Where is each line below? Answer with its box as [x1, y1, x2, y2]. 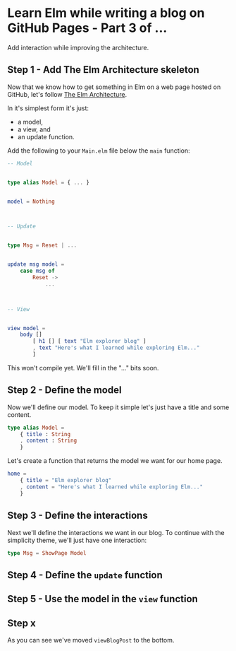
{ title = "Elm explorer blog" [20, 477, 112, 484]
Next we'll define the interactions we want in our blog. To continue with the [7, 528, 225, 536]
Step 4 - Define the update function [7, 569, 163, 581]
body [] [20, 331, 42, 339]
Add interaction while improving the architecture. [7, 43, 149, 52]
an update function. [17, 132, 75, 141]
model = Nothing [7, 198, 55, 205]
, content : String [20, 437, 77, 445]
